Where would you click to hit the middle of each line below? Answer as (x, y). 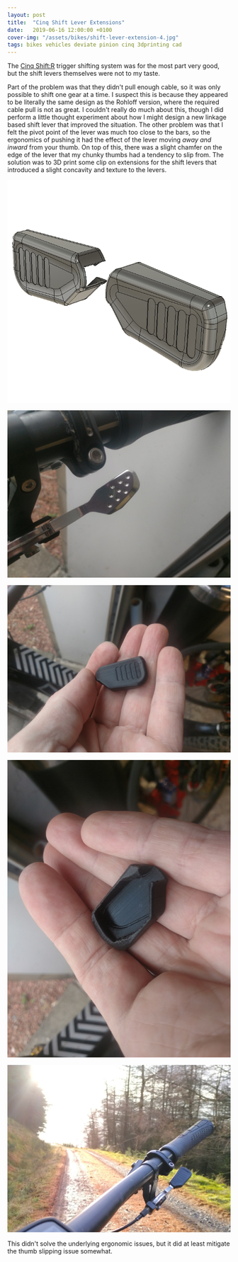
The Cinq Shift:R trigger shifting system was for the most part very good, (113, 66)
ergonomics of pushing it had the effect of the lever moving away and (109, 140)
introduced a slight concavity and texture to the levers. (87, 170)
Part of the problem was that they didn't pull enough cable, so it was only (114, 87)
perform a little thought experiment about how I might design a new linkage (117, 118)
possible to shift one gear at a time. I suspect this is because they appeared (118, 95)
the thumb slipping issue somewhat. (60, 1251)
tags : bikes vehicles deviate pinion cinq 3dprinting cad (95, 45)
